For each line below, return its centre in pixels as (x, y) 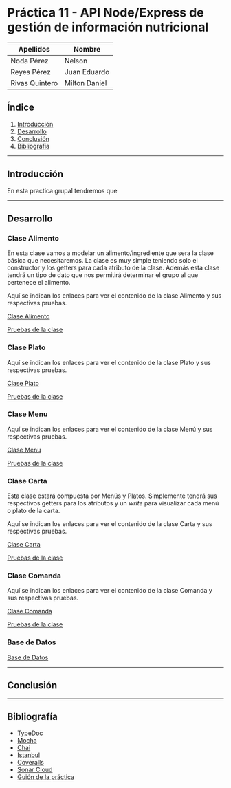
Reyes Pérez (31, 72)
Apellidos (34, 49)
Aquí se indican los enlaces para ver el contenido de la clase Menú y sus (110, 429)
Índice (21, 108)
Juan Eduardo (87, 72)
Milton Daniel (86, 83)
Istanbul (28, 755)
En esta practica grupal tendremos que (62, 190)
